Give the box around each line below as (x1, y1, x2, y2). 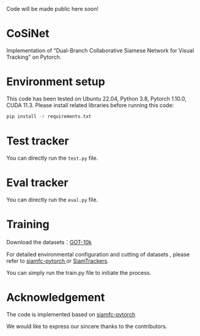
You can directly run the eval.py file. (6, 196, 98, 203)
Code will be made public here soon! (6, 6, 99, 12)
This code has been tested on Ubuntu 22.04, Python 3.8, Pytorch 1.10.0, (6, 95, 187, 102)
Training (6, 217, 50, 231)
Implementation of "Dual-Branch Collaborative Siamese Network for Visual (6, 47, 194, 54)
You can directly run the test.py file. (6, 154, 98, 162)
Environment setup (6, 75, 105, 89)
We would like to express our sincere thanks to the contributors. (6, 323, 168, 330)
